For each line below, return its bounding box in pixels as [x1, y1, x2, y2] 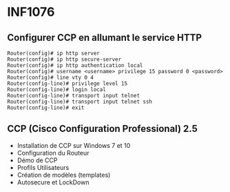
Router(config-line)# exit [7, 104, 85, 111]
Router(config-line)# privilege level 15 [7, 80, 128, 87]
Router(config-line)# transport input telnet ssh [7, 98, 153, 105]
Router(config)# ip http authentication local [7, 62, 143, 69]
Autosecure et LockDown [17, 177, 90, 186]
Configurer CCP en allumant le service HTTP [7, 32, 202, 44]
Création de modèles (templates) [17, 171, 111, 179]
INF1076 [7, 4, 55, 20]
